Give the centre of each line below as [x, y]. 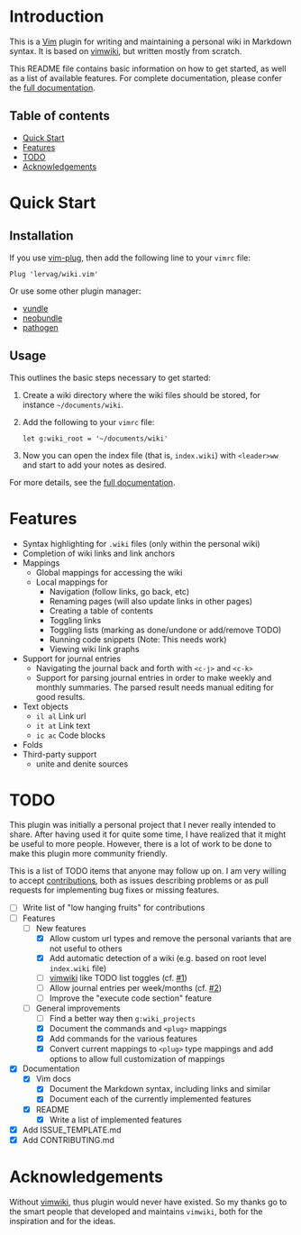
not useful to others [86, 949]
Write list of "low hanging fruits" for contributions [114, 908]
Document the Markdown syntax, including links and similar [160, 1089]
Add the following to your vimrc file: [88, 422]
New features [61, 928]
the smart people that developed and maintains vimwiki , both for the [136, 1211]
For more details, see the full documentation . [92, 482]
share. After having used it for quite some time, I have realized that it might [148, 834]
